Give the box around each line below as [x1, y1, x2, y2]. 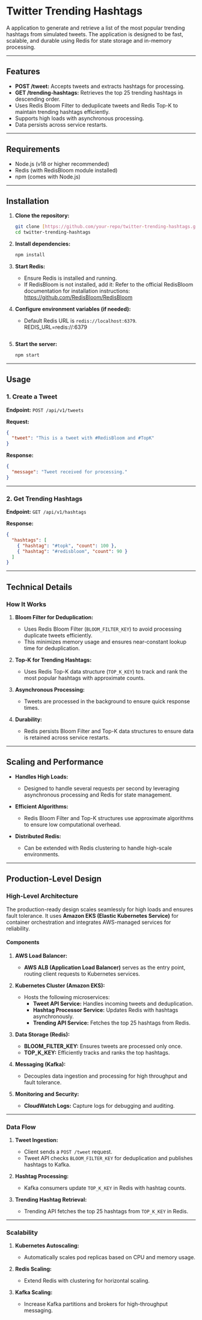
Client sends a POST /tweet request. [23, 1148, 112, 1155]
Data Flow [6, 1123, 36, 1131]
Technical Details [6, 582, 73, 592]
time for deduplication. [23, 645, 80, 652]
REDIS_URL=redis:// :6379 [23, 324, 87, 330]
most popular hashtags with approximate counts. [23, 674, 145, 682]
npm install [14, 252, 45, 258]
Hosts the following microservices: [23, 993, 110, 1000]
